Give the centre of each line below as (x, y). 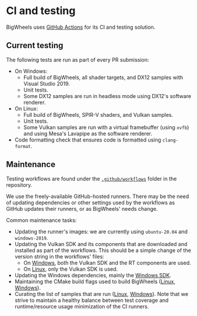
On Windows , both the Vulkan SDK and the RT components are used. (107, 263)
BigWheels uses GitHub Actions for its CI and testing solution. (81, 27)
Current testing (35, 46)
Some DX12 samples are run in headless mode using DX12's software (107, 96)
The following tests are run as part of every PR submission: (78, 59)
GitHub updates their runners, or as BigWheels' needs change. (82, 209)
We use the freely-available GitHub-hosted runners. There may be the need (98, 196)
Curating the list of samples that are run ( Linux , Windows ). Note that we (101, 294)
